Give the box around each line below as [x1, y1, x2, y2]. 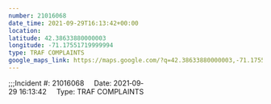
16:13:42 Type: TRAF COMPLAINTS [19, 86, 144, 96]
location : [8, 26, 42, 34]
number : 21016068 [8, 11, 67, 20]
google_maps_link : [8, 57, 70, 65]
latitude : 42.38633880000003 [8, 34, 106, 42]
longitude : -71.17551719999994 [8, 42, 114, 50]
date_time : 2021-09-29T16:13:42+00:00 [8, 19, 139, 27]
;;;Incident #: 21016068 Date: [8, 78, 112, 88]
